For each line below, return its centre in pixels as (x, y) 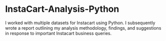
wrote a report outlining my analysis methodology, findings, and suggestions (83, 28)
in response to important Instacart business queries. (58, 33)
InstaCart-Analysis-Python (62, 9)
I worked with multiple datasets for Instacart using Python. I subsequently (80, 23)
